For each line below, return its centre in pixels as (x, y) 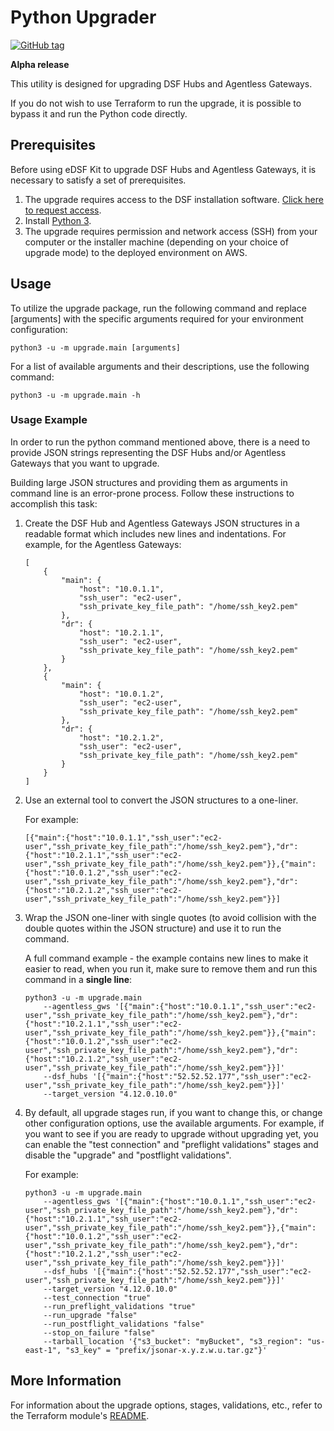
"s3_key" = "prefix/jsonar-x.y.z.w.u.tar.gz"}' (166, 1350)
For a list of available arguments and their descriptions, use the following (160, 366)
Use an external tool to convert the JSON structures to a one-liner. (161, 800)
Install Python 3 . (58, 220)
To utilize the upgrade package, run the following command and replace (158, 308)
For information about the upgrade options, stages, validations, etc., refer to (166, 1405)
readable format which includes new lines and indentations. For (155, 533)
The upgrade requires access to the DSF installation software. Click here (174, 199)
